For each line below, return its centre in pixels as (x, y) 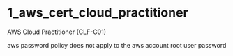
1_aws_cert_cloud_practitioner (98, 13)
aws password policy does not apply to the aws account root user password (117, 45)
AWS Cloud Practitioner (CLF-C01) (57, 32)
